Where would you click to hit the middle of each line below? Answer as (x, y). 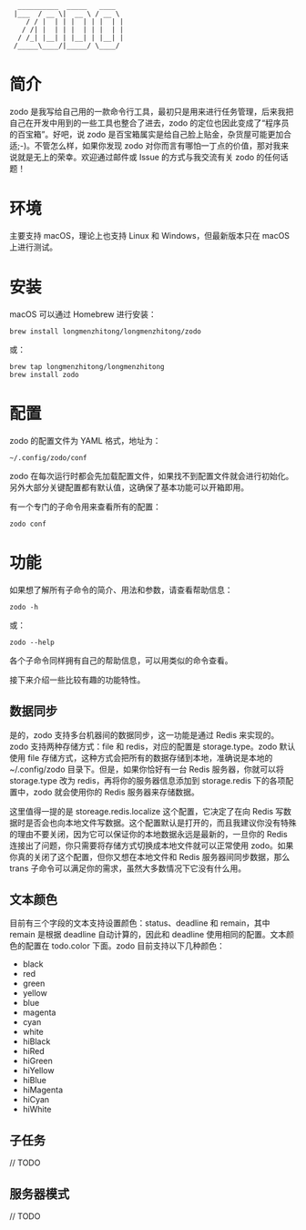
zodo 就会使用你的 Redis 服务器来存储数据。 (117, 792)
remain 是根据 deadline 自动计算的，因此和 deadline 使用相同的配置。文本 (148, 935)
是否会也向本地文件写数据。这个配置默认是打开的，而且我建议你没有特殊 (161, 823)
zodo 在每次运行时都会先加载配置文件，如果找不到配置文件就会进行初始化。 (152, 476)
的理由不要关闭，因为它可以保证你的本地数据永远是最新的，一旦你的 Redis (149, 834)
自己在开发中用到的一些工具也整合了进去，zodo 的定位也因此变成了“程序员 (149, 123)
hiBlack (36, 1041)
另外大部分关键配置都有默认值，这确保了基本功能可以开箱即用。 (129, 487)
